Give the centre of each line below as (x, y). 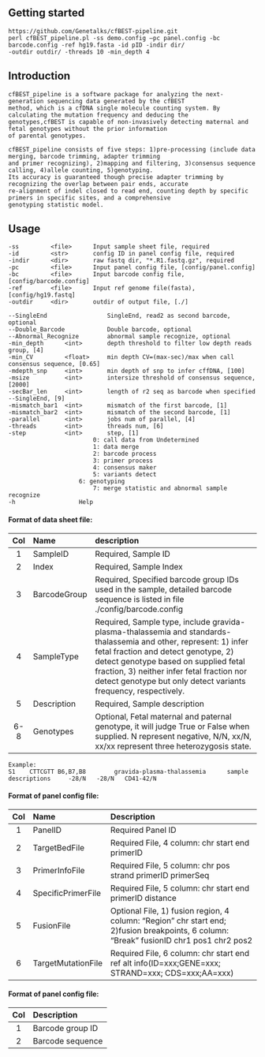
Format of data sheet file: (50, 520)
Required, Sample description (149, 704)
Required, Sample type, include (152, 622)
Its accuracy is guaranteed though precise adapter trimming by (116, 177)
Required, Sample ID (132, 554)
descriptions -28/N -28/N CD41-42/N (82, 779)
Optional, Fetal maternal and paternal (163, 716)
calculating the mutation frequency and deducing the (99, 115)
